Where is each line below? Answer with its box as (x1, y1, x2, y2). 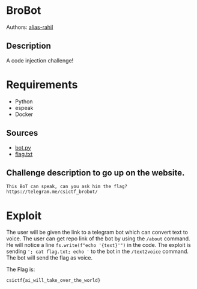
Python (14, 97, 33, 105)
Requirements (6, 78, 78, 91)
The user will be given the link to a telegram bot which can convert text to (6, 229, 188, 236)
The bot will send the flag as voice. (6, 254, 93, 261)
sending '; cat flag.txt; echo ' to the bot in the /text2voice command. (6, 248, 189, 255)
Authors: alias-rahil (6, 23, 53, 31)
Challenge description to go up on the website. (6, 168, 185, 178)
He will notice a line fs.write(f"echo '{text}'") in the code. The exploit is (6, 242, 191, 249)
